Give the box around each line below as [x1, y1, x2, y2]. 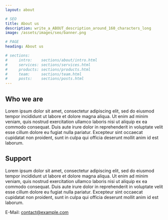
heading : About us [5, 44, 44, 49]
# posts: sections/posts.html [5, 76, 84, 81]
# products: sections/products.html [5, 67, 91, 72]
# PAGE [5, 39, 19, 44]
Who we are [5, 94, 44, 103]
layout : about [5, 7, 35, 12]
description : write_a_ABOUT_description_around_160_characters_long [5, 25, 151, 30]
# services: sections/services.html [5, 62, 91, 67]
